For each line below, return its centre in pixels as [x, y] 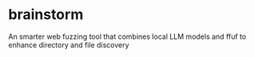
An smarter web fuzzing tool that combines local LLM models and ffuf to [127, 36]
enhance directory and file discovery [69, 44]
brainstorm [46, 15]
